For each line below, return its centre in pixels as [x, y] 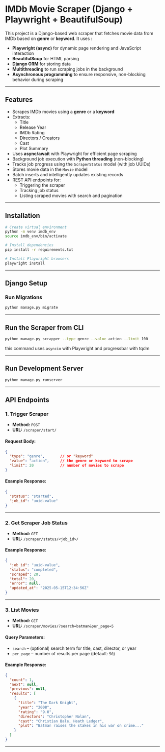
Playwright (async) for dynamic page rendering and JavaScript [77, 48]
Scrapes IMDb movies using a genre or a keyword [63, 112]
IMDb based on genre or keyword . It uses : [49, 39]
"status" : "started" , [32, 496]
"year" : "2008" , [35, 707]
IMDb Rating [32, 132]
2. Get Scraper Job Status [36, 523]
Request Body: [20, 441]
